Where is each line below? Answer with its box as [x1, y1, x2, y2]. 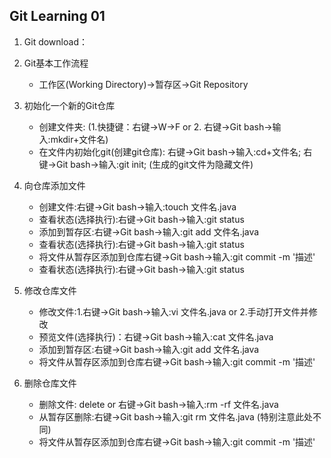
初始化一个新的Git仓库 [23, 99, 116, 111]
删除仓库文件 [23, 377, 77, 389]
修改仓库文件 [23, 284, 77, 296]
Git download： [23, 35, 88, 48]
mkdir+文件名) [50, 133, 109, 145]
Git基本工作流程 [23, 57, 89, 69]
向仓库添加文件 [23, 179, 86, 191]
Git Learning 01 [9, 8, 106, 25]
